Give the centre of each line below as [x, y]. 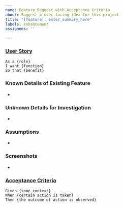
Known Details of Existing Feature [48, 83]
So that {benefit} [25, 71]
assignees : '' [20, 29]
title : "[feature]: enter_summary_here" [49, 19]
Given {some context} [28, 191]
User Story [19, 51]
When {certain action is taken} [39, 195]
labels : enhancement [27, 24]
